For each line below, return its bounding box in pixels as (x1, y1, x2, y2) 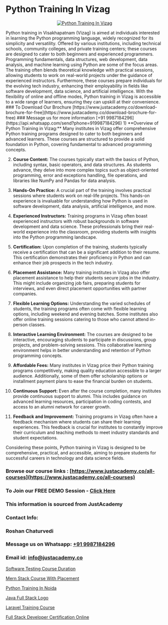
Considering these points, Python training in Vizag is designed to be (5, 444, 146, 450)
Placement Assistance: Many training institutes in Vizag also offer (12, 269, 150, 275)
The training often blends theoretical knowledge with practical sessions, (5, 66, 154, 73)
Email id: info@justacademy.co (5, 554, 83, 561)
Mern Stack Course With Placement (5, 575, 79, 581)
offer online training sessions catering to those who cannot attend (12, 316, 149, 322)
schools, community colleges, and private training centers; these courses (5, 45, 157, 51)
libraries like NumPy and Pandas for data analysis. (12, 177, 116, 183)
